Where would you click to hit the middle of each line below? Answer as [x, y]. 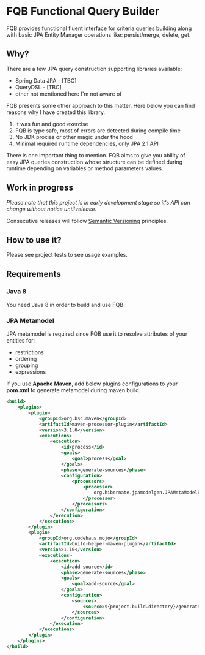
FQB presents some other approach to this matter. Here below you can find [101, 105]
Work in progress [40, 188]
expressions [31, 372]
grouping [27, 365]
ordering [26, 359]
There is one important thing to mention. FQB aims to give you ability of [96, 155]
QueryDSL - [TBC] [38, 87]
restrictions [29, 352]
